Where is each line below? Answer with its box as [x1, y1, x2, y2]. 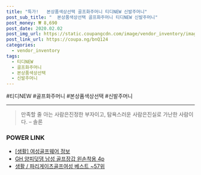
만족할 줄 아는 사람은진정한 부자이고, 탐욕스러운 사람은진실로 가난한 [20, 111, 178, 118]
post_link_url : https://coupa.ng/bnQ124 [6, 36, 109, 42]
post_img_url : [6, 31, 42, 37]
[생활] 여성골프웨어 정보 [14, 148, 71, 155]
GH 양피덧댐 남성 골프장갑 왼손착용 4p [14, 155, 105, 162]
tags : [6, 53, 20, 59]
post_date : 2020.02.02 [6, 25, 63, 32]
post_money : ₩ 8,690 [6, 20, 58, 26]
